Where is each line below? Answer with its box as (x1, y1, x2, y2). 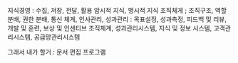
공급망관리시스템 (33, 33, 81, 41)
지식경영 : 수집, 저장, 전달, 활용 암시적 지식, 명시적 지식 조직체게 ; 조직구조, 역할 (7, 6, 227, 14)
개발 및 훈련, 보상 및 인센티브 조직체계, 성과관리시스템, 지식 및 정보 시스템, (7, 24, 212, 32)
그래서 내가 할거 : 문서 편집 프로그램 (7, 48, 106, 56)
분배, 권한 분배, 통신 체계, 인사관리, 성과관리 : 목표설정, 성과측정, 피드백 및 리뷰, (7, 15, 227, 23)
